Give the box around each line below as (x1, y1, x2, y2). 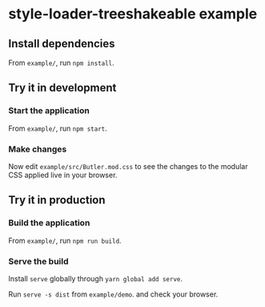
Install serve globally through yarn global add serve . (8, 273, 183, 283)
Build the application (8, 217, 90, 228)
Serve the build (8, 256, 70, 267)
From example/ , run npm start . (8, 123, 107, 133)
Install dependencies (8, 37, 115, 50)
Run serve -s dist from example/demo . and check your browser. (8, 289, 219, 299)
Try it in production (8, 193, 106, 207)
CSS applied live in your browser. (8, 170, 118, 180)
